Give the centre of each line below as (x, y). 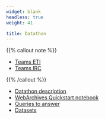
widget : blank (24, 12)
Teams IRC (28, 68)
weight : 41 (20, 23)
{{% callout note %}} (32, 51)
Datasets (26, 110)
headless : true (25, 17)
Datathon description (40, 91)
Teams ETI (28, 62)
